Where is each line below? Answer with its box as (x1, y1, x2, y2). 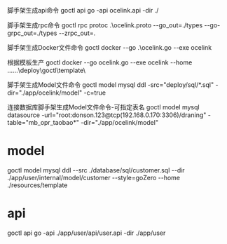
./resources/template (7, 181, 68, 189)
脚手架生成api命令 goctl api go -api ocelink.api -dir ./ (7, 6, 159, 14)
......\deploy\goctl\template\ (7, 66, 86, 74)
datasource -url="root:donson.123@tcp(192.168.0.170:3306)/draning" (7, 111, 207, 119)
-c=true (83, 88, 106, 97)
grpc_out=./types (7, 29, 57, 37)
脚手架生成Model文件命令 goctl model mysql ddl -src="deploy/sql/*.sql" (7, 81, 214, 89)
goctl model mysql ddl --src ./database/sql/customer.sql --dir (7, 165, 185, 174)
